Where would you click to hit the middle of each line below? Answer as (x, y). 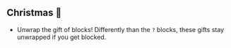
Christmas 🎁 (34, 13)
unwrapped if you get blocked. (61, 37)
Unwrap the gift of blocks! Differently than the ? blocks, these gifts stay (120, 29)
